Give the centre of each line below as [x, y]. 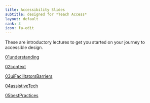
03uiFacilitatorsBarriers [29, 76]
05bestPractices [22, 96]
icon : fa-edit [20, 28]
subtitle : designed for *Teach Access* [46, 14]
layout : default [22, 19]
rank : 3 [13, 24]
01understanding [22, 57]
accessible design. [24, 48]
